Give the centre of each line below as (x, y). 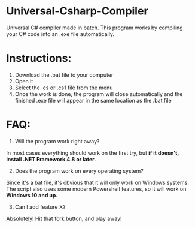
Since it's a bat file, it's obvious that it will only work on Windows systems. (98, 182)
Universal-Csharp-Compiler (77, 11)
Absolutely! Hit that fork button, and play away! (64, 218)
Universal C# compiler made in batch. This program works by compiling (95, 28)
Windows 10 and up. (32, 195)
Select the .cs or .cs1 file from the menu (64, 88)
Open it (24, 81)
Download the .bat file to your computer (64, 75)
